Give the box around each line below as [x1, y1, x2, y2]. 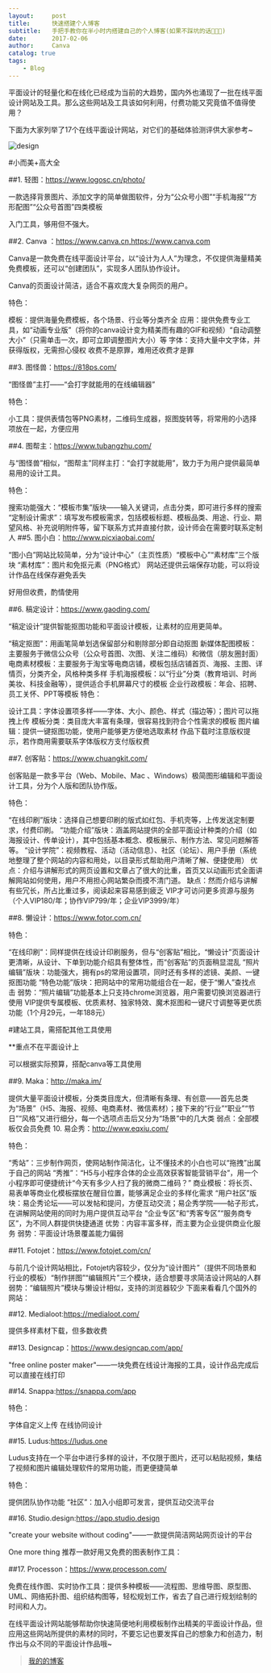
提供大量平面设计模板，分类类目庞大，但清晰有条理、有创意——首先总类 [8, 1093, 248, 1103]
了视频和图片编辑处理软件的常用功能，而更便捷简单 [8, 1462, 178, 1472]
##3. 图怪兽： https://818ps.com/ [8, 362, 117, 372]
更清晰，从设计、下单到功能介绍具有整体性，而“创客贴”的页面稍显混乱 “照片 [8, 957, 261, 966]
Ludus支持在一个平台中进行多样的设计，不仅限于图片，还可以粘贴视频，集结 [8, 1453, 262, 1462]
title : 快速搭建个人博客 [8, 19, 101, 27]
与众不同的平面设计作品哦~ [22, 1638, 113, 1648]
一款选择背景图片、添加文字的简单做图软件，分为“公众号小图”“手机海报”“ [8, 191, 250, 202]
